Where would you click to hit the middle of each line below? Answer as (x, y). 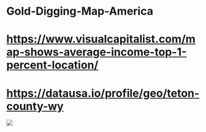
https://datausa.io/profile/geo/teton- (103, 93)
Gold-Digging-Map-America (80, 11)
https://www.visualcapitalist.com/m (101, 39)
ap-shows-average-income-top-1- (97, 52)
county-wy (35, 106)
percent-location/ (52, 65)
